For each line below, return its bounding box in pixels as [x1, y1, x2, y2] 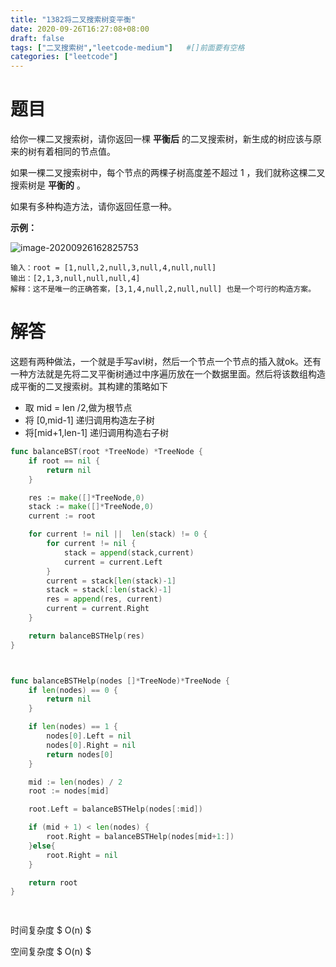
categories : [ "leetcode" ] [10, 52, 118, 62]
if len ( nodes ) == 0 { [28, 685, 118, 695]
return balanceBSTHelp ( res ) [28, 631, 145, 641]
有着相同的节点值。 [36, 146, 116, 158]
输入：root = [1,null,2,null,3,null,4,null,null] [10, 263, 217, 273]
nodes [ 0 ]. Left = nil [46, 731, 132, 741]
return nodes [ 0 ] [46, 749, 114, 760]
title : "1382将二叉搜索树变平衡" [10, 14, 137, 25]
